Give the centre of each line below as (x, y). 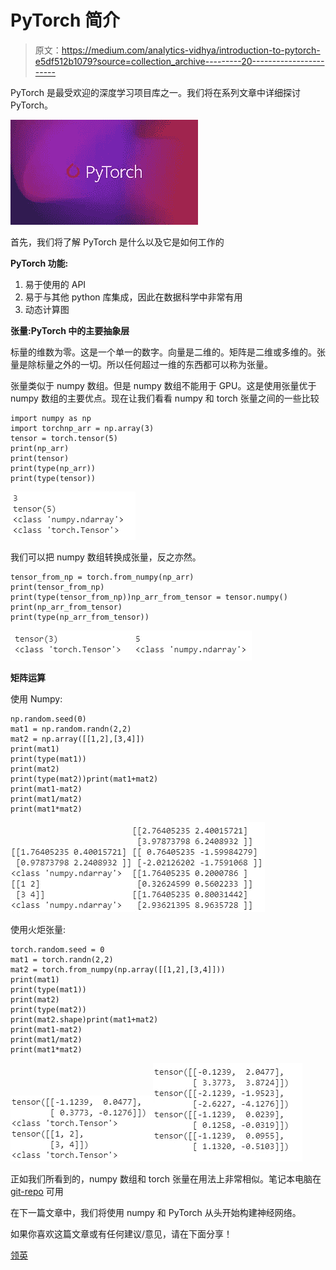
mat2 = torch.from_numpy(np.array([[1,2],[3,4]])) (118, 969)
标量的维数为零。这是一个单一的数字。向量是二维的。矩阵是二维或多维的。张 (168, 352)
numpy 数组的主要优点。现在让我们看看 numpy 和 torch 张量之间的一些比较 (165, 398)
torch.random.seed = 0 (57, 949)
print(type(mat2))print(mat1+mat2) (84, 779)
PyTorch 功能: (39, 263)
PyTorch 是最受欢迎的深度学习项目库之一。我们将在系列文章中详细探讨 (155, 92)
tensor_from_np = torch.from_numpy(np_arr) (102, 577)
